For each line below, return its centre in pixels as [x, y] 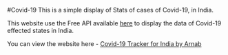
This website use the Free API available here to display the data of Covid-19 [114, 23]
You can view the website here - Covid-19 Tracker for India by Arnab [104, 44]
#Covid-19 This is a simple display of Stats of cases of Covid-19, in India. [111, 10]
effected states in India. [41, 31]
